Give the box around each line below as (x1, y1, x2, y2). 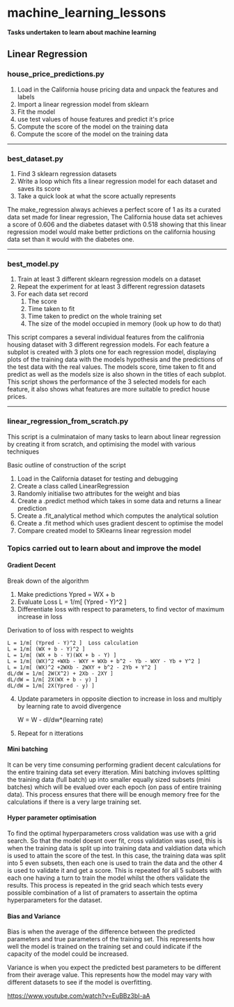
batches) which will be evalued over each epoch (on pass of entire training (7, 783, 221, 791)
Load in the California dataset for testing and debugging (17, 474, 178, 483)
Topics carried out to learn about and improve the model (7, 544, 201, 553)
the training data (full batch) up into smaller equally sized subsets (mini (7, 775, 211, 783)
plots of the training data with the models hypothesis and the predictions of (7, 355, 223, 364)
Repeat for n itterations (17, 729, 84, 737)
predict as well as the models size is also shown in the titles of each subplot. (7, 370, 226, 379)
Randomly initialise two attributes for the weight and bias (17, 489, 180, 498)
